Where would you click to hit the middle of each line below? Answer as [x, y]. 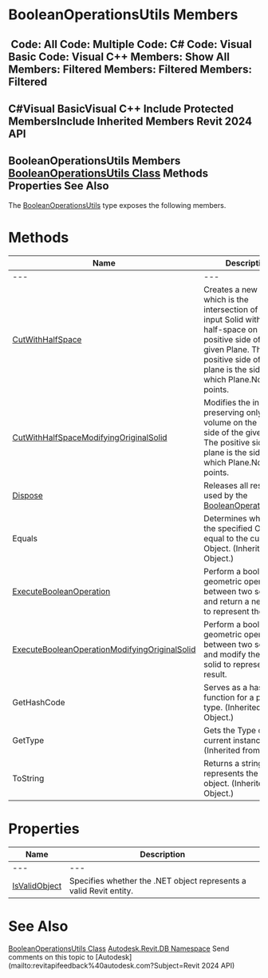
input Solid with [232, 319]
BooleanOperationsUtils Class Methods [108, 174]
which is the [226, 299]
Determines [225, 518]
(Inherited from [232, 750]
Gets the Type [230, 730]
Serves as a [225, 687]
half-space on [230, 329]
